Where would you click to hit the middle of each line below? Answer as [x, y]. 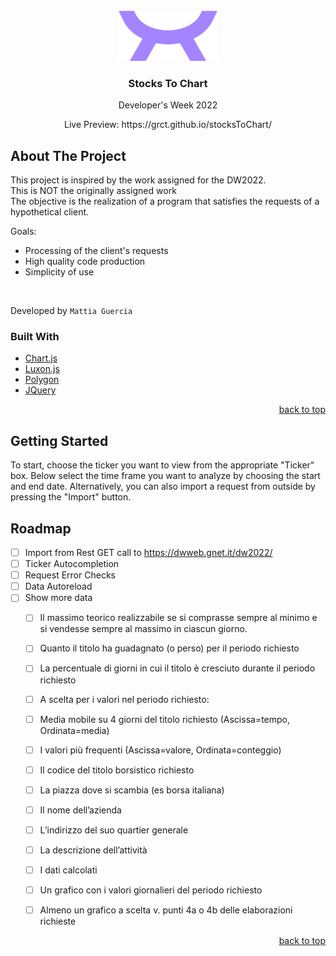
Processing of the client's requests [96, 251]
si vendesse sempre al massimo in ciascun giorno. [143, 629]
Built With [35, 337]
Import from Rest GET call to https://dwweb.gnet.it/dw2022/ [148, 553]
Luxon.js [42, 369]
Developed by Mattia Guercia [71, 311]
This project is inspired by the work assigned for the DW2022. [138, 180]
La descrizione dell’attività [93, 850]
